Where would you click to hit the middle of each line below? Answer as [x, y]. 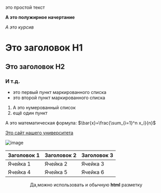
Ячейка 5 [56, 172]
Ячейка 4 [19, 172]
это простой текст [25, 7]
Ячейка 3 [93, 164]
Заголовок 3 [97, 155]
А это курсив [20, 27]
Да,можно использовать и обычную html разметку [86, 185]
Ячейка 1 [19, 164]
